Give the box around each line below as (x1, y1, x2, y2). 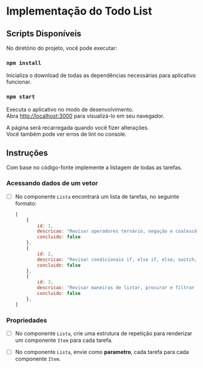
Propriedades (6, 316, 47, 324)
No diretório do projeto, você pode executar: (6, 44, 118, 52)
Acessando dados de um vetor (6, 179, 98, 187)
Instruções (6, 147, 48, 158)
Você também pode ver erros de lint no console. (6, 130, 127, 138)
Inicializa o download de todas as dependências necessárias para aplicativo (6, 72, 196, 79)
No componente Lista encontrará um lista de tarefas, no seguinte (15, 193, 180, 200)
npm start (6, 93, 35, 101)
